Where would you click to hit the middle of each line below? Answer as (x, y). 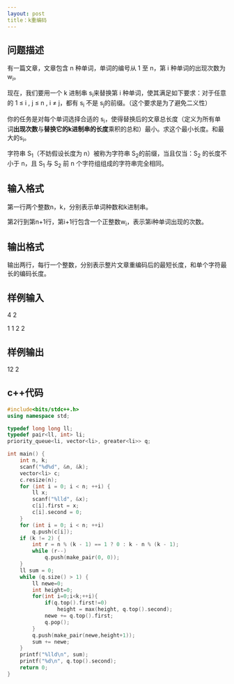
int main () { (26, 454)
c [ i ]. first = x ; (56, 506)
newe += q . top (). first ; (79, 616)
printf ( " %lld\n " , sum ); (54, 655)
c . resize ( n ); (39, 480)
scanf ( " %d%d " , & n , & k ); (54, 467)
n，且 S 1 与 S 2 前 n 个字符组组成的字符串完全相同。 (94, 164)
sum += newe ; (51, 642)
